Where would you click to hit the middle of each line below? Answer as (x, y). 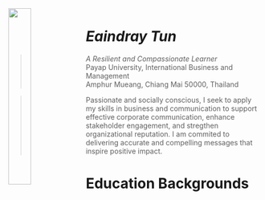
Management (108, 76)
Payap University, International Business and (159, 67)
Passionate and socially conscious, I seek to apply (169, 100)
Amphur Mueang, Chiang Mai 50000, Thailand (162, 84)
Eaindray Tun (131, 37)
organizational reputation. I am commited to (158, 134)
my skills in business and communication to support (171, 108)
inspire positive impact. (124, 151)
